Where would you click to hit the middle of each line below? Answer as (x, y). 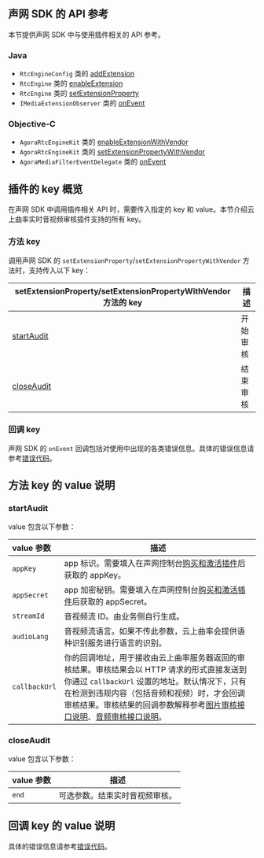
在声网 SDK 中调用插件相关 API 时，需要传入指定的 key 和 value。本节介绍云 (132, 209)
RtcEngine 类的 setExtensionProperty (79, 94)
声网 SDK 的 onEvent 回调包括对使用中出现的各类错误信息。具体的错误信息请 (131, 448)
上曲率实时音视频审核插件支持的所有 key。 (77, 220)
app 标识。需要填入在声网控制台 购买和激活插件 (151, 563)
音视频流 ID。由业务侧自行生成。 (124, 616)
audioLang (30, 636)
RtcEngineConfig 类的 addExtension (77, 74)
